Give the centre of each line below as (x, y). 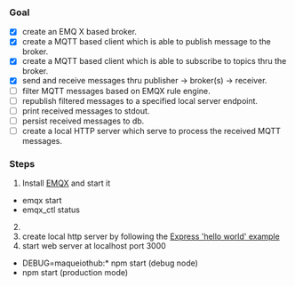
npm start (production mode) (75, 273)
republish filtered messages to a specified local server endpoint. (140, 100)
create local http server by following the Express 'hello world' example (151, 236)
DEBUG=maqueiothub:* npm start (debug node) (110, 263)
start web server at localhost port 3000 (94, 246)
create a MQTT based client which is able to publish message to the (146, 42)
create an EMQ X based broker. (80, 32)
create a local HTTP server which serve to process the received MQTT (151, 131)
